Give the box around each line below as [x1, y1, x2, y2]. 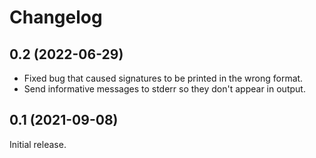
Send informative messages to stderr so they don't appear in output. [23, 83, 306, 95]
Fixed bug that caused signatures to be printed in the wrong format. [23, 72, 304, 84]
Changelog [9, 6, 103, 29]
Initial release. [9, 138, 67, 150]
